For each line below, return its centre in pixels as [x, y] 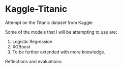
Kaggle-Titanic [36, 9]
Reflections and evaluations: [34, 61]
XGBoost [21, 46]
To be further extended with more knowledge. [59, 52]
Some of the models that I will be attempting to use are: [61, 32]
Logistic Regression [32, 41]
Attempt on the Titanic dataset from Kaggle [49, 23]
